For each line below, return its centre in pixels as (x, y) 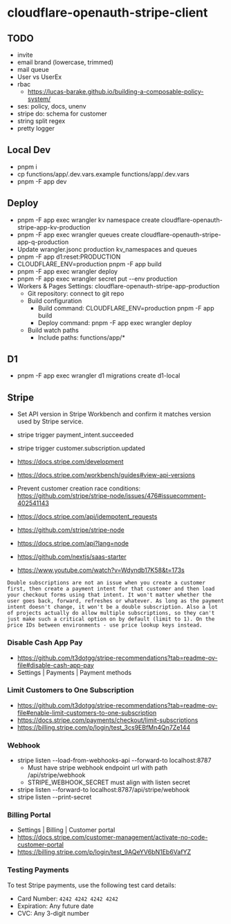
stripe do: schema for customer (62, 113)
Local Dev (29, 150)
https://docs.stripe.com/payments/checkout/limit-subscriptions (108, 720)
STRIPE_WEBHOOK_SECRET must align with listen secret (109, 782)
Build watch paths (53, 330)
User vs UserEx (39, 77)
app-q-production (43, 242)
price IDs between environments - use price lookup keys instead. (105, 625)
